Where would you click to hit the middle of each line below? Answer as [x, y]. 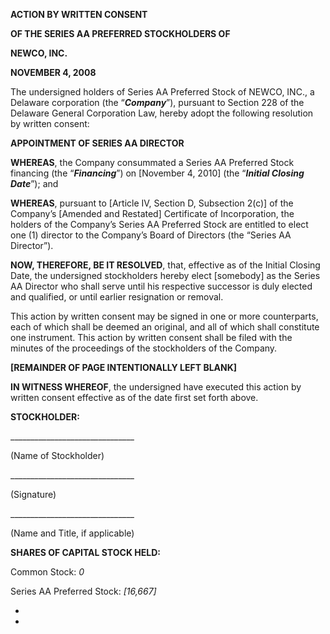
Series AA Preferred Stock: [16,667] [83, 591]
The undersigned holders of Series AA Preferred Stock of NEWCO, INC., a [162, 92]
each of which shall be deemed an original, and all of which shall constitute [165, 327]
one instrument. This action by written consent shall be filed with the [151, 337]
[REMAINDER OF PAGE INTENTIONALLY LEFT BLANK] [124, 367]
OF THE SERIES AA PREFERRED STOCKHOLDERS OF [120, 33]
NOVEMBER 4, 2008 [53, 72]
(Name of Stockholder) [57, 455]
